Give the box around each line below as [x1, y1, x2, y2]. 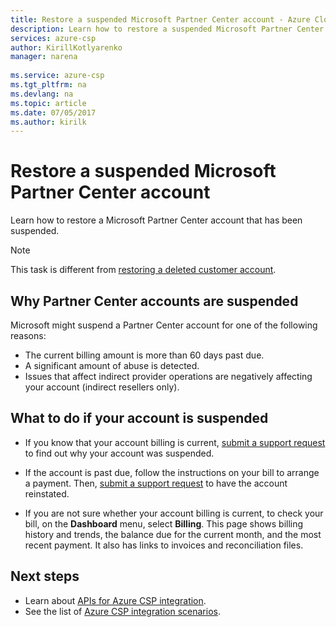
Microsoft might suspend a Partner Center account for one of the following [10, 319, 318, 331]
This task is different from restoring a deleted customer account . [10, 264, 277, 276]
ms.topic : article [10, 98, 87, 108]
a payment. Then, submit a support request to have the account [24, 477, 288, 489]
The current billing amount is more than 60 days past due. [24, 349, 265, 361]
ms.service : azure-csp [10, 71, 105, 81]
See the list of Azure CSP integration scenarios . [24, 605, 221, 617]
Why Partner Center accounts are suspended [10, 292, 299, 310]
